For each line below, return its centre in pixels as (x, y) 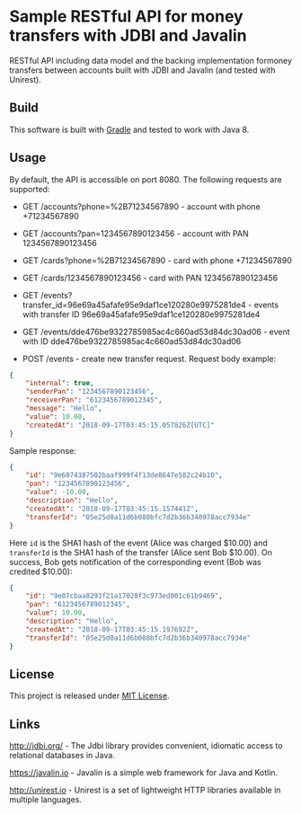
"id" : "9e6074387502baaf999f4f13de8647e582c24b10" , (124, 475)
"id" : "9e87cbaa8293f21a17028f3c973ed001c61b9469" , (124, 596)
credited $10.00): (41, 571)
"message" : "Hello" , (64, 409)
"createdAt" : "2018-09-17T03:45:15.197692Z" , (112, 629)
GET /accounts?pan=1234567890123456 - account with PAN (135, 233)
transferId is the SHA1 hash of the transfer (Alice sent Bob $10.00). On (141, 552)
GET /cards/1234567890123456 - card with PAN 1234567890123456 (150, 278)
